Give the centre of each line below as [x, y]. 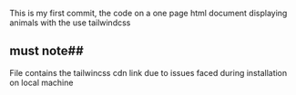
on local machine [41, 82]
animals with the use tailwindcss [70, 23]
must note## [46, 51]
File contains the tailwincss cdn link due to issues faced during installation [148, 72]
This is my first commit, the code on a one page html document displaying [148, 13]
